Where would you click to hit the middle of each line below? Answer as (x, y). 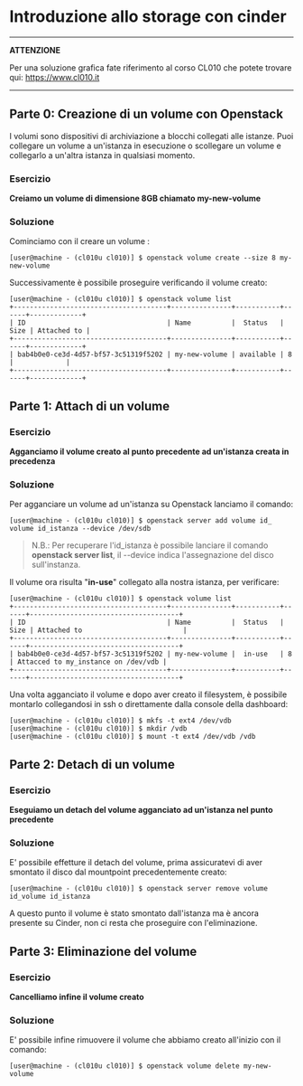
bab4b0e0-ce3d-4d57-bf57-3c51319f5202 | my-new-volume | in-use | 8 (155, 654)
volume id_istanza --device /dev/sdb (80, 529)
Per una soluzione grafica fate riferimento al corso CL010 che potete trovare (151, 67)
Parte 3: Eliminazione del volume (103, 951)
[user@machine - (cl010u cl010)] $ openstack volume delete (125, 1066)
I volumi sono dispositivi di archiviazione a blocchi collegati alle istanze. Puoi (151, 136)
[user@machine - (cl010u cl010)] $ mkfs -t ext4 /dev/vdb (120, 721)
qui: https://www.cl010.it (55, 77)
